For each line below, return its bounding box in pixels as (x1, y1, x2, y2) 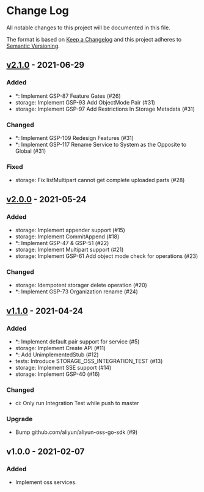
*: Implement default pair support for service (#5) (15, 337, 140, 345)
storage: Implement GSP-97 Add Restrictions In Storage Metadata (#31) (15, 105, 195, 112)
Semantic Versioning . (6, 42, 60, 50)
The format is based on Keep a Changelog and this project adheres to (6, 35, 182, 43)
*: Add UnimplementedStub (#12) (15, 351, 99, 358)
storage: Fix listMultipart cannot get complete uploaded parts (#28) (15, 177, 185, 184)
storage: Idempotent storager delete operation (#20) (15, 282, 148, 289)
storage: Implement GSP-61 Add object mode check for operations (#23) (15, 252, 199, 260)
